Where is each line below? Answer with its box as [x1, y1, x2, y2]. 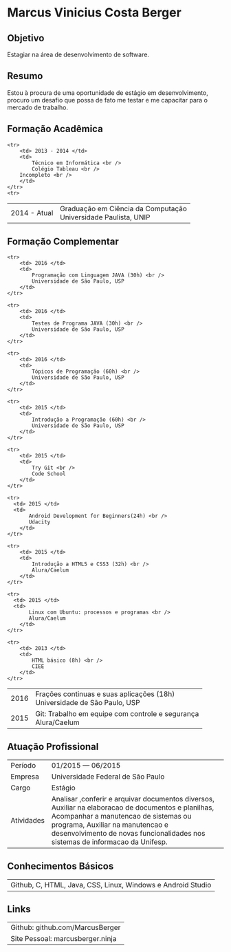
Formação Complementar [7, 235, 119, 247]
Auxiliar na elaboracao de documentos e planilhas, [51, 803, 214, 812]
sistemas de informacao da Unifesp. [51, 837, 168, 847]
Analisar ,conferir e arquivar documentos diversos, [51, 794, 215, 803]
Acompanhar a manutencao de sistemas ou [51, 811, 192, 821]
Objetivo [7, 32, 45, 44]
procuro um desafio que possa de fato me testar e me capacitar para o [7, 96, 208, 104]
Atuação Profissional [7, 741, 99, 753]
